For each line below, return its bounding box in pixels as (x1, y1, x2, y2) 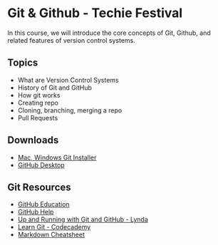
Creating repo (17, 98, 59, 107)
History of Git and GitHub (17, 83, 93, 92)
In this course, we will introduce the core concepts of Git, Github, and (7, 28, 212, 37)
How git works (17, 90, 61, 99)
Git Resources (7, 181, 71, 193)
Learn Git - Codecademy (17, 223, 91, 231)
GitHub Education (17, 200, 70, 209)
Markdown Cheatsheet (17, 230, 85, 239)
